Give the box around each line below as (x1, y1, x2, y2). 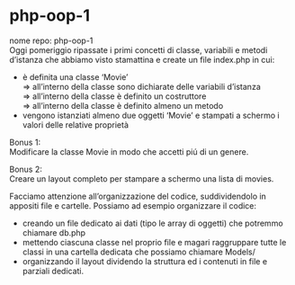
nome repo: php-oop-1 (9, 35, 94, 46)
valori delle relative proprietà (22, 119, 129, 130)
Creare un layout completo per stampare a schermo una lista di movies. (9, 173, 274, 184)
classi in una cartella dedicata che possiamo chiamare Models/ (22, 246, 256, 257)
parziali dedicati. (22, 265, 85, 276)
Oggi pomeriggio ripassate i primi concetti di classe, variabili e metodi (9, 44, 268, 55)
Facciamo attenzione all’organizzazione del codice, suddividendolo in (9, 191, 267, 201)
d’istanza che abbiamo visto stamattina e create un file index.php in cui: (9, 54, 275, 65)
